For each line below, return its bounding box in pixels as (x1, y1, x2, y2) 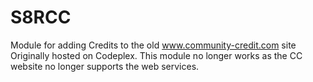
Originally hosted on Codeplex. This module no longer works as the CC (10, 49, 303, 61)
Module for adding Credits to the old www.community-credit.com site (10, 39, 297, 51)
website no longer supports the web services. (10, 60, 200, 72)
